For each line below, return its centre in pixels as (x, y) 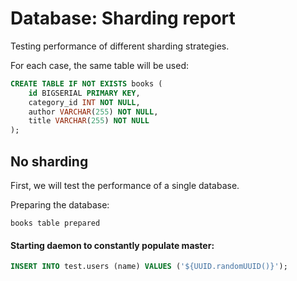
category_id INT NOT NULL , (84, 102)
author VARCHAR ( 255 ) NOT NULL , (93, 112)
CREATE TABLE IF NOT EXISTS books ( (86, 83)
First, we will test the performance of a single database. (125, 185)
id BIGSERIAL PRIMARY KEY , (84, 93)
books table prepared (55, 223)
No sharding (49, 161)
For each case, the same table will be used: (100, 65)
